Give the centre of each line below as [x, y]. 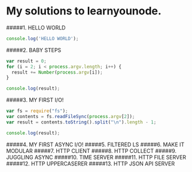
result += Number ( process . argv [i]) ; [57, 72]
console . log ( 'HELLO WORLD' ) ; [42, 38]
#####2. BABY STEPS [34, 50]
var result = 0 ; [26, 61]
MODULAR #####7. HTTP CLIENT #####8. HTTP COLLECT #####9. [92, 150]
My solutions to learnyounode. [84, 11]
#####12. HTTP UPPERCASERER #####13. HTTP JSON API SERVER [91, 164]
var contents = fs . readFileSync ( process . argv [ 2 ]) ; [71, 117]
